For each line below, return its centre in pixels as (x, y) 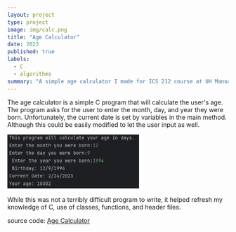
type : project (28, 22)
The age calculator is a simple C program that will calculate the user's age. (115, 102)
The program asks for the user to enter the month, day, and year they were (115, 109)
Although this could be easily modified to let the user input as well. (104, 124)
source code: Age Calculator (48, 220)
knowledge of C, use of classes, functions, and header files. (94, 207)
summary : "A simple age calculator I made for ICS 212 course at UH (110, 81)
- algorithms (33, 74)
